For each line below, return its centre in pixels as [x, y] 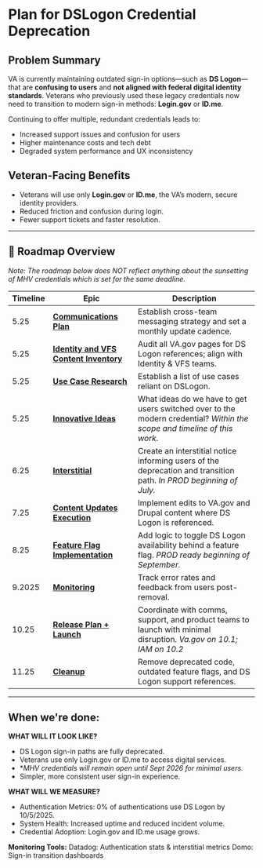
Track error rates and [177, 577]
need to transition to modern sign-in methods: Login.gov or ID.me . [116, 104]
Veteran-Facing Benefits [69, 175]
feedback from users [177, 587]
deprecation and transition [186, 470]
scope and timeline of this [186, 428]
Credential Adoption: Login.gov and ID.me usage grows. [110, 832]
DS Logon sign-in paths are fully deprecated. [92, 752]
